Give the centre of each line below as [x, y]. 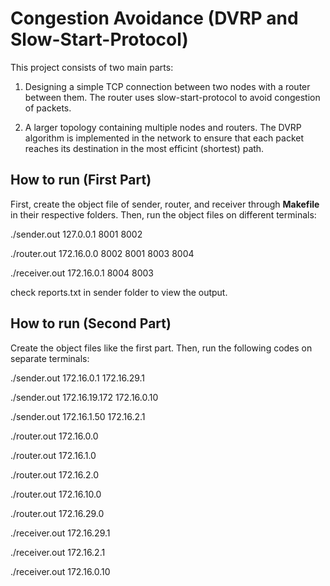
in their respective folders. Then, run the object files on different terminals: [163, 214]
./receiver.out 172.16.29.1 [60, 533]
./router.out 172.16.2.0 [54, 474]
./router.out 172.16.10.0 [56, 494]
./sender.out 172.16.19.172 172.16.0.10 [84, 397]
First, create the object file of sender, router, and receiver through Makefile [165, 204]
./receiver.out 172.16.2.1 [58, 552]
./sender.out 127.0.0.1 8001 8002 [76, 234]
